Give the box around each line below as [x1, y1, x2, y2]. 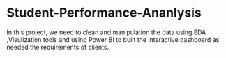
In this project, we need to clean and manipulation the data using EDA [6, 28, 206, 36]
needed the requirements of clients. [6, 43, 110, 51]
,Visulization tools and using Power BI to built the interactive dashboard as [6, 35, 220, 43]
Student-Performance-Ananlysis [6, 5, 202, 21]
